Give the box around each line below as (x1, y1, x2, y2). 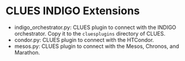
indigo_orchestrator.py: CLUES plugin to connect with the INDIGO (14, 24, 177, 31)
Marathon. (14, 49, 40, 56)
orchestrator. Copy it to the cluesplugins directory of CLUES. (14, 30, 166, 37)
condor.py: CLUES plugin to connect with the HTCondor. (14, 36, 154, 43)
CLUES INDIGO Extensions (5, 4, 140, 18)
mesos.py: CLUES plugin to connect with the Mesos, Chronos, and (14, 43, 180, 50)
